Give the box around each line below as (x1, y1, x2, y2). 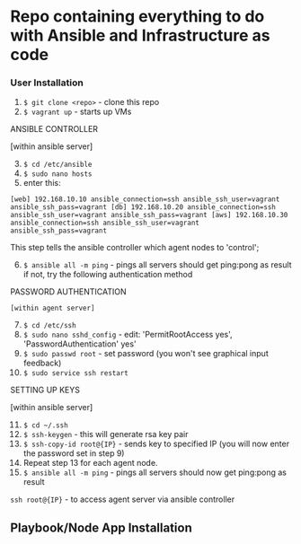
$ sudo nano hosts (22, 170, 93, 179)
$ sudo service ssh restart (22, 369, 128, 378)
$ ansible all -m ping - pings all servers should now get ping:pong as (22, 467, 287, 478)
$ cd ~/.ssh (22, 421, 68, 430)
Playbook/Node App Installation (10, 520, 192, 535)
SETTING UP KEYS (10, 384, 80, 396)
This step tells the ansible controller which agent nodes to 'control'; (10, 242, 260, 253)
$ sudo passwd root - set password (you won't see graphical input (22, 348, 269, 359)
